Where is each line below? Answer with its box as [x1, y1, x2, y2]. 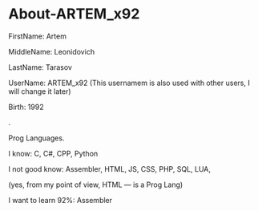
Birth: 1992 [8, 102, 44, 112]
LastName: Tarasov [8, 62, 72, 72]
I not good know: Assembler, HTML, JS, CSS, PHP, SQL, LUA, [8, 164, 211, 173]
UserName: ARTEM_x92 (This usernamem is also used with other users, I [8, 78, 250, 87]
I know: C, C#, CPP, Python [8, 148, 99, 158]
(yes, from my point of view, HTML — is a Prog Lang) [8, 180, 183, 189]
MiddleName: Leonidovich [8, 47, 95, 56]
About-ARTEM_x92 [8, 5, 140, 23]
